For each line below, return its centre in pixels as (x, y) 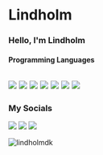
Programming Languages (51, 59)
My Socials (31, 109)
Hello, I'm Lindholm (47, 41)
